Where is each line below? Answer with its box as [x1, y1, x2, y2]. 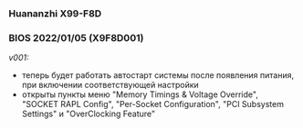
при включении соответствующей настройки [21, 80, 200, 91]
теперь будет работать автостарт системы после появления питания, [21, 70, 294, 81]
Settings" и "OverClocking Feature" [21, 108, 156, 120]
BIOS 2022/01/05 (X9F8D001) [8, 31, 144, 44]
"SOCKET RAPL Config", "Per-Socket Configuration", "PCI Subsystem [21, 99, 285, 110]
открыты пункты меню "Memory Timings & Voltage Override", [21, 89, 259, 100]
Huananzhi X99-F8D [8, 7, 102, 20]
